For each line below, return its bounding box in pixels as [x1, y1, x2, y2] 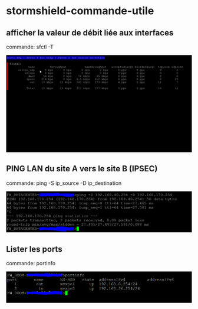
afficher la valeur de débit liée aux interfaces [6, 28, 174, 38]
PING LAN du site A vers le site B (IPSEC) [6, 164, 158, 174]
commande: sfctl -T [6, 43, 54, 50]
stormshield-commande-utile [6, 4, 154, 18]
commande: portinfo [6, 260, 56, 267]
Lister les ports [6, 244, 63, 254]
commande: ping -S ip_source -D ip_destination [6, 179, 122, 187]
